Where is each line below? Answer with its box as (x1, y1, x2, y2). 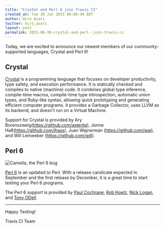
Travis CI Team (5, 218, 36, 224)
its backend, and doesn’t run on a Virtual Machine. (5, 107, 107, 113)
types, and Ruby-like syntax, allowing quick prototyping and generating (5, 97, 150, 103)
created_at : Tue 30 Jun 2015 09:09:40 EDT (5, 12, 93, 17)
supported (5, 49, 26, 55)
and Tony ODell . (5, 195, 38, 200)
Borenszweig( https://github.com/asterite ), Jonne (5, 122, 104, 128)
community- (134, 44, 159, 49)
